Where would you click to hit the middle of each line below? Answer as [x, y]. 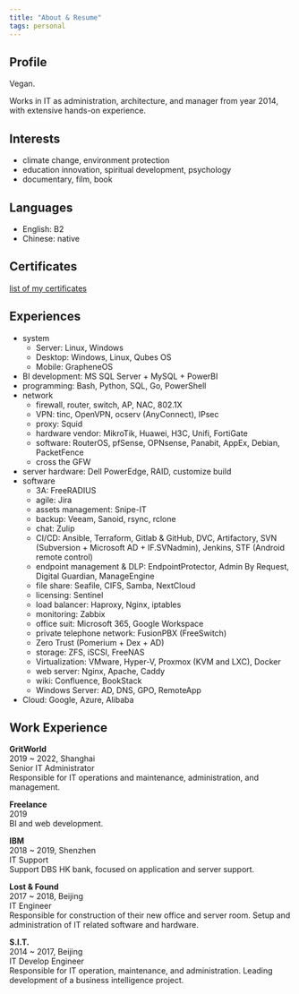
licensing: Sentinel [69, 595]
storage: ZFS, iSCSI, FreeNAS [90, 652]
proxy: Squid [59, 424]
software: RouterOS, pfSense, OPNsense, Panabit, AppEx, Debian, [158, 442]
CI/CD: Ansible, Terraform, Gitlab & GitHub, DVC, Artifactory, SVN [156, 537]
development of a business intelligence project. [97, 981]
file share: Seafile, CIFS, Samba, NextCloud [115, 585]
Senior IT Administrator [52, 768]
